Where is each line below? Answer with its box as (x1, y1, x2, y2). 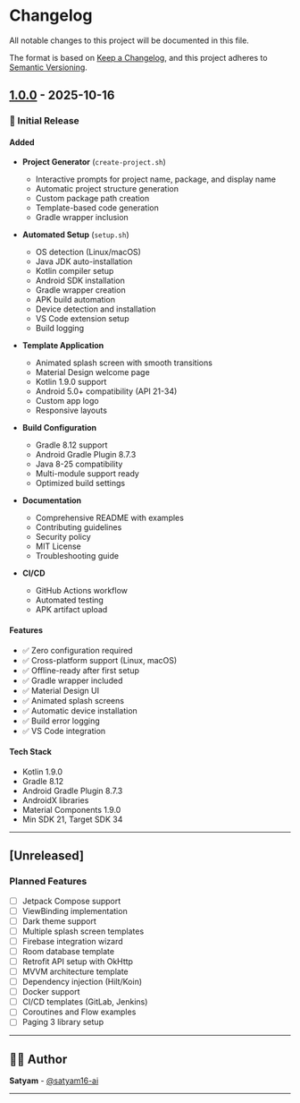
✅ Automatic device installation (21, 705, 138, 716)
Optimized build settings (35, 478, 126, 489)
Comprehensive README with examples (35, 512, 185, 524)
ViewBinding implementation (21, 905, 128, 916)
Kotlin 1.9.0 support (35, 377, 107, 388)
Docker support (21, 987, 80, 997)
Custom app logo (35, 396, 100, 406)
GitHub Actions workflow (35, 586, 128, 596)
